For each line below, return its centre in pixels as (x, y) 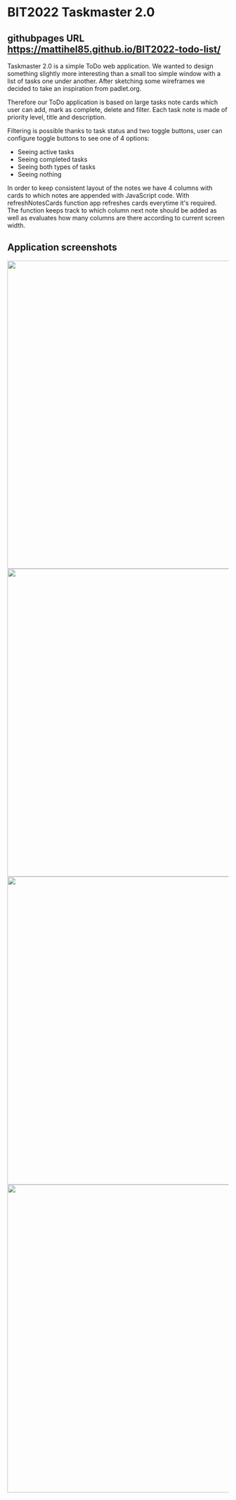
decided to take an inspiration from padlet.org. (74, 88)
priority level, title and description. (57, 117)
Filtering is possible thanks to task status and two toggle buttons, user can (115, 131)
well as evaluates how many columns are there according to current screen (116, 218)
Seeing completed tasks (52, 159)
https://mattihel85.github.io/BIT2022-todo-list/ (114, 49)
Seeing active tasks (46, 152)
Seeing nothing (39, 174)
